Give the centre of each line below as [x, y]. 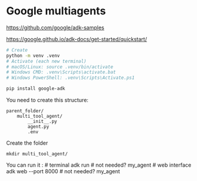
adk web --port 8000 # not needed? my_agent [63, 171]
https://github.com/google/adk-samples [55, 27]
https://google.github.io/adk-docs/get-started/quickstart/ [77, 39]
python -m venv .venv [33, 56]
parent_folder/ [25, 111]
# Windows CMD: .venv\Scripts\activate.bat [61, 72]
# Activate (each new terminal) [46, 61]
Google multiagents [56, 11]
